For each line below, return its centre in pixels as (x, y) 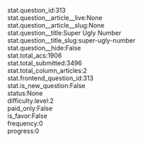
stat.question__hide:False (44, 48)
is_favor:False (27, 116)
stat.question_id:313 (36, 10)
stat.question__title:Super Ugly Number (64, 33)
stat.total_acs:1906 (35, 55)
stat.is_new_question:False (46, 86)
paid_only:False (30, 108)
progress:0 (23, 131)
